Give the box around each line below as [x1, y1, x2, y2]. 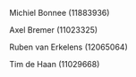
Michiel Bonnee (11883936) [9, 8, 110, 18]
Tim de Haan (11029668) [9, 59, 100, 69]
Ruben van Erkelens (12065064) [9, 42, 128, 52]
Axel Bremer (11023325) [9, 25, 98, 35]
